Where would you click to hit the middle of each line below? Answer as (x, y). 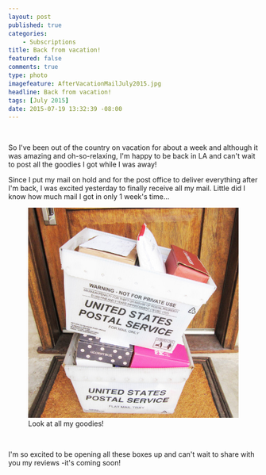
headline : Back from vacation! (60, 92)
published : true (35, 25)
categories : (28, 33)
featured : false (35, 59)
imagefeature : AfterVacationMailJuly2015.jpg (85, 83)
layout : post (30, 17)
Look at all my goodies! (66, 423)
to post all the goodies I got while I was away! (83, 165)
